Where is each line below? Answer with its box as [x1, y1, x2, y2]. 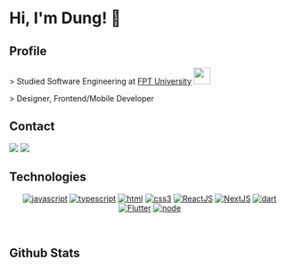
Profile [9, 44, 47, 59]
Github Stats [9, 246, 80, 261]
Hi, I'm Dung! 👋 [9, 8, 122, 28]
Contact [9, 119, 55, 134]
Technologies [9, 169, 87, 185]
